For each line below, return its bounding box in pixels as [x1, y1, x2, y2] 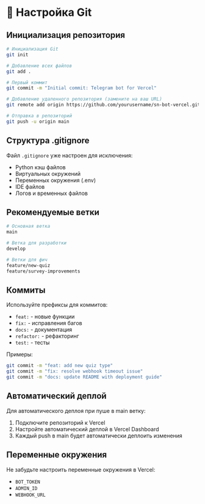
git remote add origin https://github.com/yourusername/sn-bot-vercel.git [6, 102, 201, 108]
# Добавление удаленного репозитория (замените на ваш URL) [6, 96, 163, 103]
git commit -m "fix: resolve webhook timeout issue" [6, 368, 143, 374]
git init [6, 51, 29, 57]
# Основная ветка [6, 223, 51, 230]
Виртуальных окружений [15, 170, 81, 177]
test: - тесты [15, 339, 50, 346]
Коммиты [6, 285, 46, 295]
